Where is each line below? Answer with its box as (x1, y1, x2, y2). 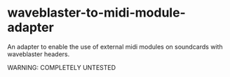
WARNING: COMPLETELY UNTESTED (7, 63, 116, 71)
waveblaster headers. (7, 50, 70, 58)
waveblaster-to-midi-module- (7, 5, 186, 21)
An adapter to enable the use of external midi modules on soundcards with (7, 42, 223, 51)
